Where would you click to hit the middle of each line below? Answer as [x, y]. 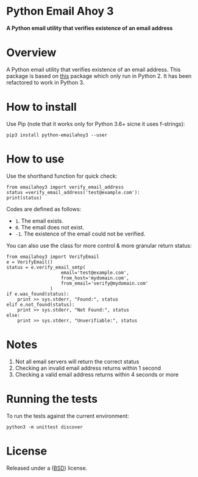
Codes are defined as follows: [44, 209]
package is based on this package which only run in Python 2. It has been [99, 76]
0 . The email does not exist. [49, 227]
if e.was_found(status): [38, 294]
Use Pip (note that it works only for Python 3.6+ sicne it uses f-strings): [96, 124]
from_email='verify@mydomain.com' [104, 283]
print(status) [24, 198]
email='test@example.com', [95, 273]
